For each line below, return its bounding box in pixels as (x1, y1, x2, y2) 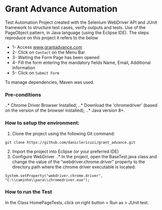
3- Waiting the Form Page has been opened (12, 54, 99, 60)
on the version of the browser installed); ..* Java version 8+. (5, 107, 125, 113)
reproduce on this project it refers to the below (5, 35, 98, 41)
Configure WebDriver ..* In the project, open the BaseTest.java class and (12, 153, 157, 159)
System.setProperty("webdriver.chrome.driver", (5, 173, 103, 178)
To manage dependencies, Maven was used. (5, 79, 95, 85)
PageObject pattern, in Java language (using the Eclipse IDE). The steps (5, 30, 149, 35)
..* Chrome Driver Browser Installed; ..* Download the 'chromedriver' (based (5, 103, 158, 108)
